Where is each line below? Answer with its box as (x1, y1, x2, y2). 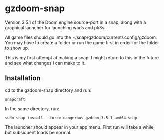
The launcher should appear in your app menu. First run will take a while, (5, 124, 155, 130)
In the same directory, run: (5, 105, 60, 112)
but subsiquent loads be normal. (5, 129, 72, 135)
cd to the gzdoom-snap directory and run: (5, 87, 92, 93)
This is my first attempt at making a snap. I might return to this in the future (5, 54, 159, 60)
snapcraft (5, 97, 26, 102)
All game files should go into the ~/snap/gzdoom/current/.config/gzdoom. (5, 34, 157, 40)
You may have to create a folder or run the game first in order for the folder (5, 39, 159, 45)
